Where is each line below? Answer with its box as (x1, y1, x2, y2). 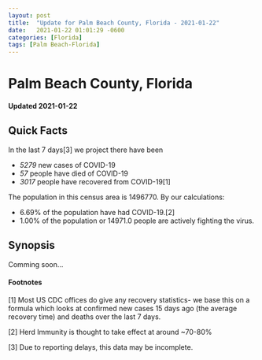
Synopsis (8, 239, 55, 252)
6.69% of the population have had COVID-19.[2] (19, 207, 175, 217)
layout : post (8, 11, 51, 20)
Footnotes (8, 277, 42, 288)
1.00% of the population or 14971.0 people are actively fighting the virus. (19, 216, 254, 225)
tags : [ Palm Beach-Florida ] (8, 41, 101, 49)
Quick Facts (8, 124, 68, 138)
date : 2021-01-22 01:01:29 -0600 (8, 26, 125, 34)
